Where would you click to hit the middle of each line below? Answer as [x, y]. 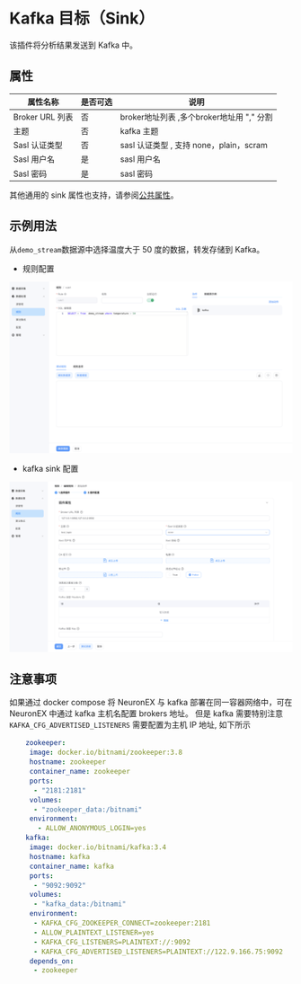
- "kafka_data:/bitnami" [80, 904]
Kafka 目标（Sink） [82, 18]
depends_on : [52, 961]
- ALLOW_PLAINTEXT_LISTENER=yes [93, 932]
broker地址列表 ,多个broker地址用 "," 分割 [196, 117]
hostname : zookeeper [67, 762]
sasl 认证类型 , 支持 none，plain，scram [194, 145]
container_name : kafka [72, 866]
